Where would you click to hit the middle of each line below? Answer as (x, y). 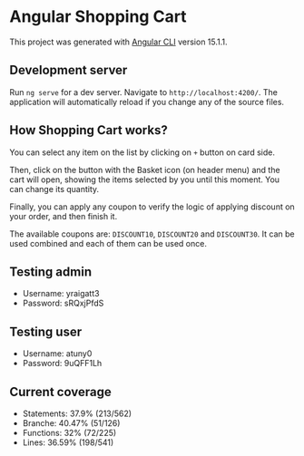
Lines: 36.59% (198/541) (68, 442)
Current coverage (60, 392)
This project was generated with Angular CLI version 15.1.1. (119, 42)
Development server (69, 70)
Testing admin (51, 272)
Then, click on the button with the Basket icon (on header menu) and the (145, 170)
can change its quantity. (54, 189)
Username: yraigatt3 (61, 294)
